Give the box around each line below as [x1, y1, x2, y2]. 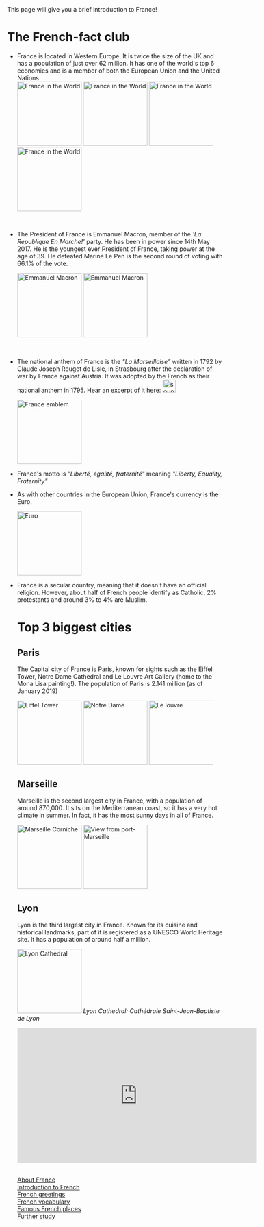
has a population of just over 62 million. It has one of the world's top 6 [16, 59, 215, 67]
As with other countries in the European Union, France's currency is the [16, 490, 219, 498]
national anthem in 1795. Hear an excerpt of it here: [16, 386, 161, 394]
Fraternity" [16, 476, 48, 485]
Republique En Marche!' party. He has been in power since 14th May [16, 237, 211, 245]
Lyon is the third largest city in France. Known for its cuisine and [16, 921, 198, 929]
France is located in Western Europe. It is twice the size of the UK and [16, 51, 214, 60]
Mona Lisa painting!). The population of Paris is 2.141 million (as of [16, 679, 203, 688]
